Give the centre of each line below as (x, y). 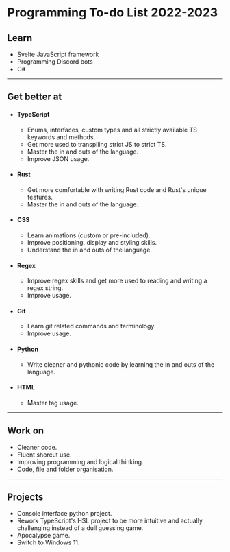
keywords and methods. (61, 137)
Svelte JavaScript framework (58, 54)
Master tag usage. (53, 403)
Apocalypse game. (43, 536)
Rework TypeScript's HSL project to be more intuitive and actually (110, 521)
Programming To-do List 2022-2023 (113, 13)
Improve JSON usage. (58, 158)
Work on (26, 431)
